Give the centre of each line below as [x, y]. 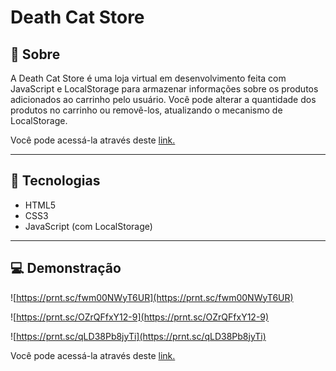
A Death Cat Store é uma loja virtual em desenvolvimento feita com [148, 78]
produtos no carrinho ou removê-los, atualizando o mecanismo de [146, 110]
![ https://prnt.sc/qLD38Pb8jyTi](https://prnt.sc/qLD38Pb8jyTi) [138, 336]
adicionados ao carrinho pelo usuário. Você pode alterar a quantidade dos [163, 99]
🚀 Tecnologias [55, 181]
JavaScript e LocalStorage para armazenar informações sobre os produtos [164, 89]
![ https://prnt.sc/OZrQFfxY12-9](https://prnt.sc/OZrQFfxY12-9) [140, 317]
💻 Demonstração [66, 268]
